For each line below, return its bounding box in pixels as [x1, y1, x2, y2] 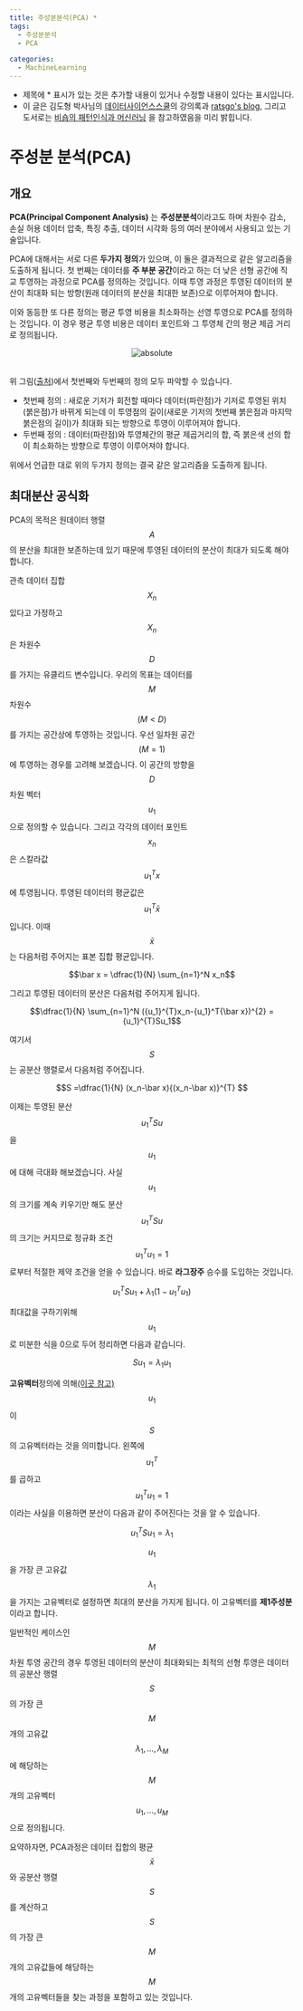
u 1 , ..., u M [135, 1804, 169, 1818]
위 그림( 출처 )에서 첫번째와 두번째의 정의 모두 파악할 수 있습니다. [9, 376, 232, 386]
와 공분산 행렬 [9, 1871, 59, 1882]
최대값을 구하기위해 [9, 1306, 78, 1318]
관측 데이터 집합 [9, 574, 66, 585]
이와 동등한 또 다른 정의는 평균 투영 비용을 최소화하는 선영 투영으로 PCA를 [9, 307, 270, 317]
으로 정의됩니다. [9, 1823, 66, 1833]
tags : [9, 22, 30, 31]
